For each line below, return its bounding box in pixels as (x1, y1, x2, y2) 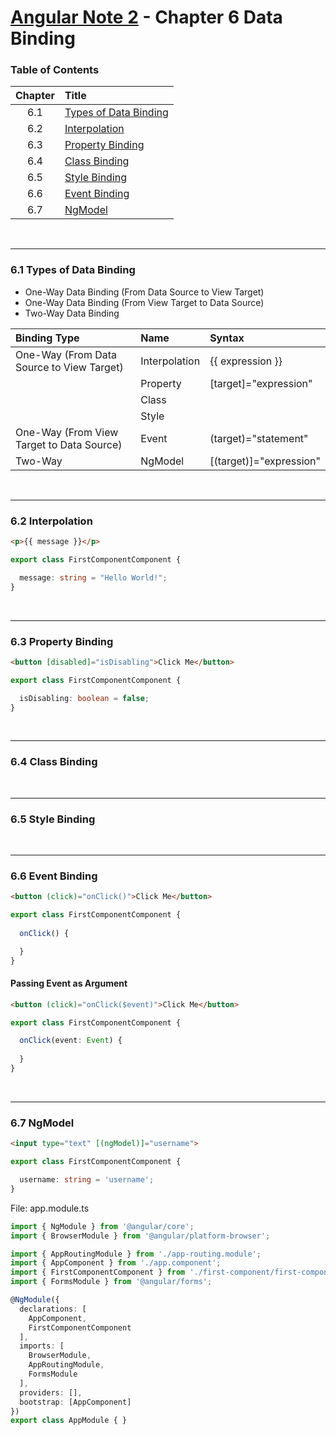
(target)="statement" (209, 431, 309, 445)
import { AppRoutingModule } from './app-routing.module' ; (10, 1249, 262, 1259)
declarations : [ (19, 1304, 87, 1314)
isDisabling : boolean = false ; (19, 693, 150, 703)
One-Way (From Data (15, 347, 118, 361)
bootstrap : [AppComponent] (19, 1397, 132, 1407)
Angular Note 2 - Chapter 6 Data (10, 6, 283, 29)
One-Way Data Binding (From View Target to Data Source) (24, 296, 265, 308)
